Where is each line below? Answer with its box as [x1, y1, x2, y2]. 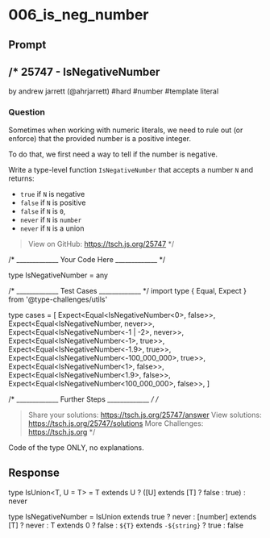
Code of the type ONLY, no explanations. [8, 442, 144, 453]
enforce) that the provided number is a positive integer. [8, 133, 192, 143]
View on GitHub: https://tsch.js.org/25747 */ [27, 239, 175, 248]
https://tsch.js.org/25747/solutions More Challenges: [27, 418, 204, 428]
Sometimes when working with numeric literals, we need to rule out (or [8, 125, 243, 135]
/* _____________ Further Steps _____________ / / [8, 394, 159, 404]
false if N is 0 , [19, 206, 66, 215]
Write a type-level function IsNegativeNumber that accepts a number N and [8, 165, 254, 174]
